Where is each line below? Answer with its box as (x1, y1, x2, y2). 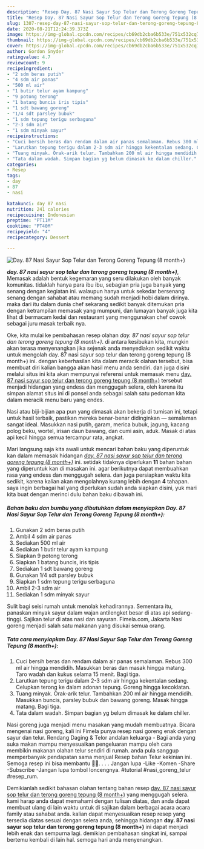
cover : (7, 43, 24, 49)
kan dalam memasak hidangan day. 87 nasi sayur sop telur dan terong (7, 452, 183, 459)
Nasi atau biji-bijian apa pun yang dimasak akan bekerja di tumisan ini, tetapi (7, 407, 198, 415)
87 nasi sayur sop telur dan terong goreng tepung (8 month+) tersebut (7, 377, 182, 384)
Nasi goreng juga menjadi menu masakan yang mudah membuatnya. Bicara (7, 721, 196, 728)
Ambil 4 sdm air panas (15, 533, 72, 540)
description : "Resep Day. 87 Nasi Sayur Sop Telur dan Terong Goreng (7, 9, 186, 15)
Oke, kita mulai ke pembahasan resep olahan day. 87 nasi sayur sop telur (7, 332, 189, 339)
